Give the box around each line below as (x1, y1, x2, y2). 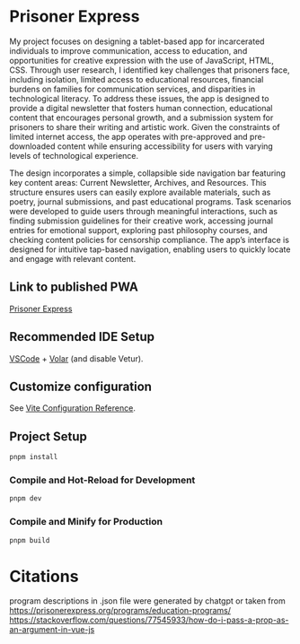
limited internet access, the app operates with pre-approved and (9, 131, 249, 142)
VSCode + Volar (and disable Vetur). (9, 352, 144, 364)
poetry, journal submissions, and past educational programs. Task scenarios (9, 196, 292, 207)
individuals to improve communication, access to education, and (9, 45, 248, 56)
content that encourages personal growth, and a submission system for (9, 112, 274, 123)
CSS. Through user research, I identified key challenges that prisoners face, (9, 65, 290, 75)
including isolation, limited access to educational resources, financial (9, 74, 264, 84)
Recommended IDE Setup (9, 329, 155, 344)
